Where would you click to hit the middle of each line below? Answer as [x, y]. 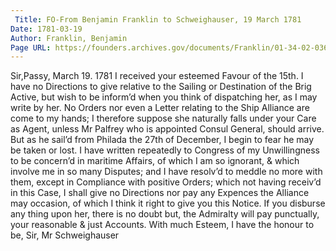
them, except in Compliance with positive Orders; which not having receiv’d [166, 182]
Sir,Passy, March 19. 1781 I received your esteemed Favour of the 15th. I [157, 76]
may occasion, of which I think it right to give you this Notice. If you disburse [168, 203]
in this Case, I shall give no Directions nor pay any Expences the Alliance [160, 193]
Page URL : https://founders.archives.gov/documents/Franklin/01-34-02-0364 [171, 47]
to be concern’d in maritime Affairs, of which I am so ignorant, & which [155, 161]
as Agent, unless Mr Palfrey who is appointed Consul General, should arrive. [167, 129]
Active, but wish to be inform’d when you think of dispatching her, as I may [164, 97]
